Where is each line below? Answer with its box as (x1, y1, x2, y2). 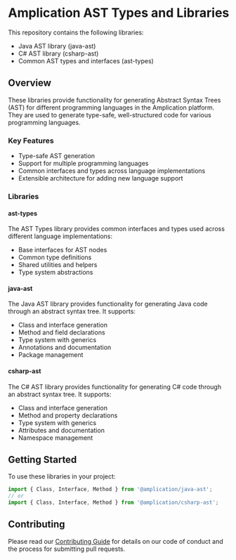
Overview (8, 77, 52, 89)
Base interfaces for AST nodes (18, 246, 107, 254)
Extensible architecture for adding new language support (18, 174, 183, 183)
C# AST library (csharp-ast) (18, 49, 99, 58)
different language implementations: (8, 232, 113, 240)
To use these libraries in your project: (8, 472, 116, 481)
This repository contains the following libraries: (8, 28, 144, 37)
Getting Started (8, 453, 77, 465)
